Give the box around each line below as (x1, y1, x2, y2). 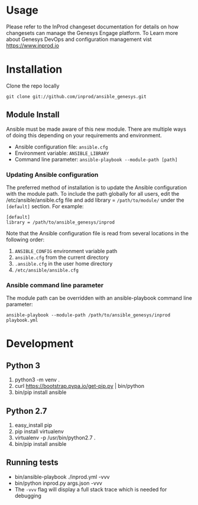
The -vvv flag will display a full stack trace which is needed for (14, 485, 167, 493)
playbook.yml (6, 318, 38, 323)
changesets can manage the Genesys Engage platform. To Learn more (6, 29, 178, 36)
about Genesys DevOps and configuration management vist (6, 35, 152, 43)
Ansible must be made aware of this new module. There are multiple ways (6, 125, 186, 132)
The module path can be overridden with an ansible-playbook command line (6, 294, 192, 302)
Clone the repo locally (6, 82, 60, 89)
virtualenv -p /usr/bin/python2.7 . (14, 434, 96, 441)
